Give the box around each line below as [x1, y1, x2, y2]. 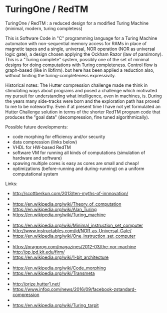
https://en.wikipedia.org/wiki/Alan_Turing [12, 206, 97, 212]
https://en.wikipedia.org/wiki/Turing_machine [12, 212, 106, 218]
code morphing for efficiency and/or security [12, 133, 105, 139]
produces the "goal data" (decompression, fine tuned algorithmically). [5, 114, 149, 120]
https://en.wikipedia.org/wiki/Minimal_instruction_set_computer [12, 222, 143, 228]
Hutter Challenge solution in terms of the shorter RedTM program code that [5, 109, 160, 115]
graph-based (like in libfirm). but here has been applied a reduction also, [5, 67, 154, 73]
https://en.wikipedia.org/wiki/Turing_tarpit [12, 302, 99, 308]
